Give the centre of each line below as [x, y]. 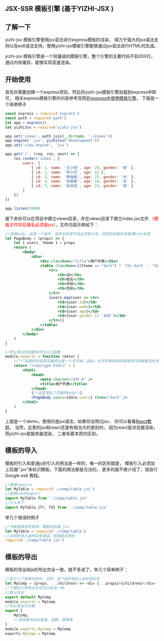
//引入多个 [15, 503]
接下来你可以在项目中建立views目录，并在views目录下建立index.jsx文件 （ [80, 218]
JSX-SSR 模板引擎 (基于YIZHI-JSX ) [59, 9]
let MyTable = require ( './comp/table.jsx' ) [50, 489]
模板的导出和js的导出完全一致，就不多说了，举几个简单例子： [67, 569]
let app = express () [26, 123]
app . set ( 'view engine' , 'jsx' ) [37, 145]
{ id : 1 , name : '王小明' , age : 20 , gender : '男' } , [83, 168]
